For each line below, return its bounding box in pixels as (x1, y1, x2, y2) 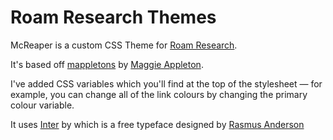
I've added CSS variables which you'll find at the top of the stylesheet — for (10, 77, 323, 90)
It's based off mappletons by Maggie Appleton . (10, 58, 204, 70)
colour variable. (10, 99, 75, 111)
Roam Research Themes (10, 6, 217, 29)
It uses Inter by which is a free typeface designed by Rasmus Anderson (10, 118, 305, 130)
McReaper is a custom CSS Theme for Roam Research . (10, 39, 238, 51)
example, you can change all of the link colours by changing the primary (10, 88, 308, 100)
